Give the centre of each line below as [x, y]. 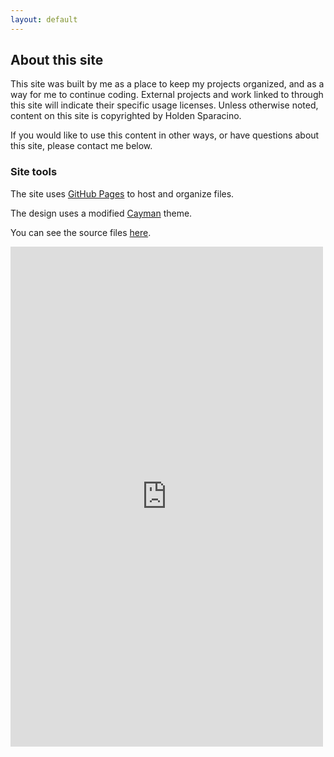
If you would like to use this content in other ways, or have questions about [165, 135]
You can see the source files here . [81, 232]
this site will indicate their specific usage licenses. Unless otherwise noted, [164, 105]
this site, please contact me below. [81, 146]
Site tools [34, 172]
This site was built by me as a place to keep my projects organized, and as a [167, 84]
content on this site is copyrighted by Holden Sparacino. [126, 116]
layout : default [44, 19]
